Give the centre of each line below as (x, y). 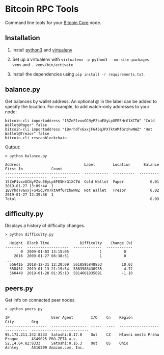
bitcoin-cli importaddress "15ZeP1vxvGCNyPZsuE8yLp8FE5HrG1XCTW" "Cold (80, 121)
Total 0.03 (82, 199)
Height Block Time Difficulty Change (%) (71, 243)
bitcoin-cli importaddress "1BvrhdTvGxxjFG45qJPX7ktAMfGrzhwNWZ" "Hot (79, 129)
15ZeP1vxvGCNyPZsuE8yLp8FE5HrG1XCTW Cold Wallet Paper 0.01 (82, 182)
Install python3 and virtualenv (42, 50)
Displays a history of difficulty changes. (45, 226)
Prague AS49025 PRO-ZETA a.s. (41, 339)
